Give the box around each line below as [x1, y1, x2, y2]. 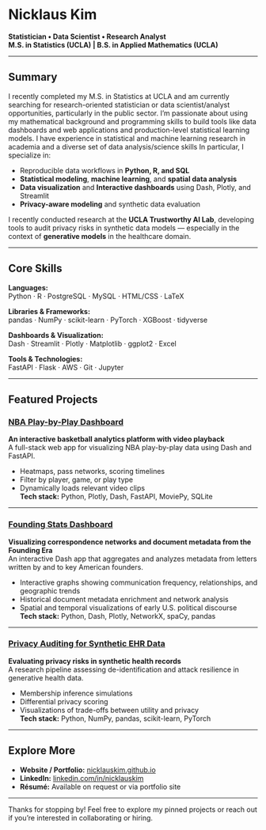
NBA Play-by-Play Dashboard [8, 416, 124, 427]
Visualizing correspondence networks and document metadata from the [8, 536, 252, 547]
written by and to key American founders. [8, 562, 144, 571]
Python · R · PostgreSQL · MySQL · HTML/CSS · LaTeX [8, 291, 184, 301]
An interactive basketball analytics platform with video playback [8, 434, 225, 444]
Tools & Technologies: [8, 354, 83, 363]
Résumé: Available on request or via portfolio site [19, 782, 181, 791]
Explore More [8, 744, 76, 757]
